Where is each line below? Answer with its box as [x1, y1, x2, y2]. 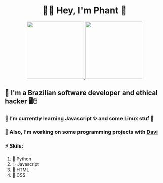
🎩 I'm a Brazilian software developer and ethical [5, 89, 158, 97]
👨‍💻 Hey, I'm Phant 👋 [42, 5, 127, 16]
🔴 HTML [12, 167, 29, 173]
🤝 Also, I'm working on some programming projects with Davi [5, 129, 158, 136]
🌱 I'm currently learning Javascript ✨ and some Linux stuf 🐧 [5, 115, 154, 122]
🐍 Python [12, 156, 31, 162]
